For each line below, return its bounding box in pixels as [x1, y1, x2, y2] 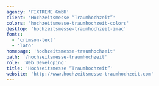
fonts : [6, 31, 23, 38]
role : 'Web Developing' [6, 59, 67, 65]
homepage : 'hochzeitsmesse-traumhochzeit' [6, 48, 116, 55]
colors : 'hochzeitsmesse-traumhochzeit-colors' [6, 20, 130, 26]
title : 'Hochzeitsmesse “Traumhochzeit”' [6, 65, 113, 71]
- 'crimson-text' [12, 37, 56, 43]
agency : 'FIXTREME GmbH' [6, 8, 69, 15]
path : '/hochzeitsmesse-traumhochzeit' [6, 54, 108, 60]
